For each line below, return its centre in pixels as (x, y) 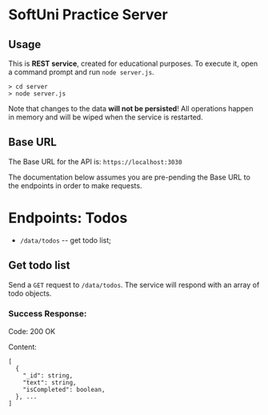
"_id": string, (48, 375)
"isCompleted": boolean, (64, 389)
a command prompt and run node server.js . (81, 72)
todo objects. (30, 293)
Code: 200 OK (32, 331)
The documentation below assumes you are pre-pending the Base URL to (129, 177)
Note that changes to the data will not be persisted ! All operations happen (131, 109)
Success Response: (48, 314)
